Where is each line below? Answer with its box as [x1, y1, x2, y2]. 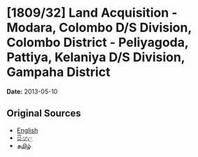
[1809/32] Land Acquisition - [6, 5, 178, 21]
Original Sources [6, 107, 81, 119]
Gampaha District [6, 64, 111, 80]
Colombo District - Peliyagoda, [6, 35, 189, 50]
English [16, 126, 38, 134]
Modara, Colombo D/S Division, [6, 20, 192, 36]
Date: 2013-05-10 [6, 87, 58, 96]
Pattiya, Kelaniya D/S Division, [6, 50, 185, 66]
